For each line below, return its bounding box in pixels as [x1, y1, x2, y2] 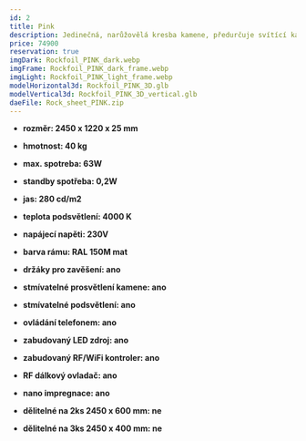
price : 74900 [9, 38, 59, 48]
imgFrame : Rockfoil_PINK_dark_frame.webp [9, 65, 169, 74]
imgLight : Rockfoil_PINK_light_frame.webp [9, 73, 173, 82]
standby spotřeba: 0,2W [22, 176, 118, 187]
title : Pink [9, 22, 55, 31]
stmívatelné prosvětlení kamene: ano [22, 282, 167, 292]
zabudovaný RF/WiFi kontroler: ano [22, 353, 160, 364]
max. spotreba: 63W [22, 159, 103, 169]
